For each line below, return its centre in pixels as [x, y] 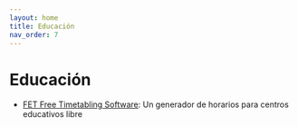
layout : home [34, 18]
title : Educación [42, 26]
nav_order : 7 [34, 34]
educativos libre [53, 114]
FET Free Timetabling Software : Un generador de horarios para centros [156, 104]
